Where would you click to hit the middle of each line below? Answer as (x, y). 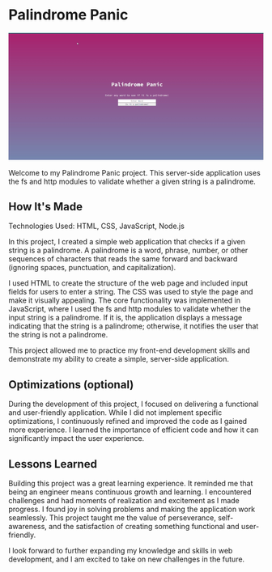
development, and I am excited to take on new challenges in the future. (127, 559)
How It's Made (46, 207)
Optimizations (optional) (71, 385)
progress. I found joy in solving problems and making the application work (132, 509)
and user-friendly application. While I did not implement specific (115, 413)
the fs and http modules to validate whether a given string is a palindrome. (132, 181)
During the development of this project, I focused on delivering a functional (134, 404)
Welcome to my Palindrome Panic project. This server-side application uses (134, 172)
